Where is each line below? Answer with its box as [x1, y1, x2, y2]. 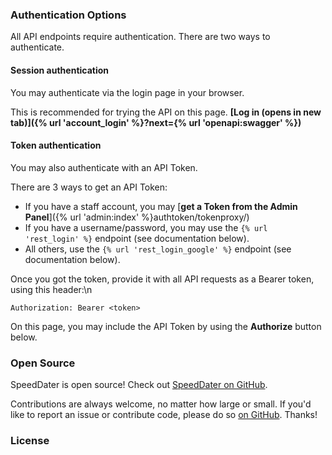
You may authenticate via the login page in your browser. [10, 86, 245, 98]
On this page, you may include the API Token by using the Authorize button [10, 320, 322, 332]
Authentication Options [10, 8, 127, 22]
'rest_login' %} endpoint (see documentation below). [24, 232, 250, 244]
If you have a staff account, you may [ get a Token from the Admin [24, 200, 298, 212]
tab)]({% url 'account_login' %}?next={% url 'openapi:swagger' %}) [10, 116, 302, 128]
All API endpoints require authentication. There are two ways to [10, 31, 271, 43]
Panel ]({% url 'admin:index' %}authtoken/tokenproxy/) [24, 211, 250, 223]
